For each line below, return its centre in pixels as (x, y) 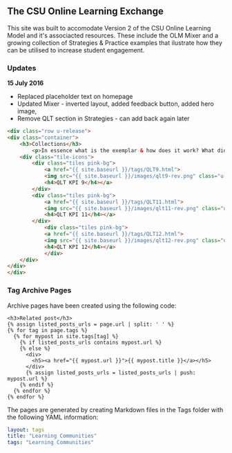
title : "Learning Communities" (52, 436)
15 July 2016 (26, 83)
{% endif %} (37, 385)
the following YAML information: (53, 417)
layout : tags (26, 429)
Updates (22, 68)
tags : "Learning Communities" (51, 443)
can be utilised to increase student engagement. (76, 50)
